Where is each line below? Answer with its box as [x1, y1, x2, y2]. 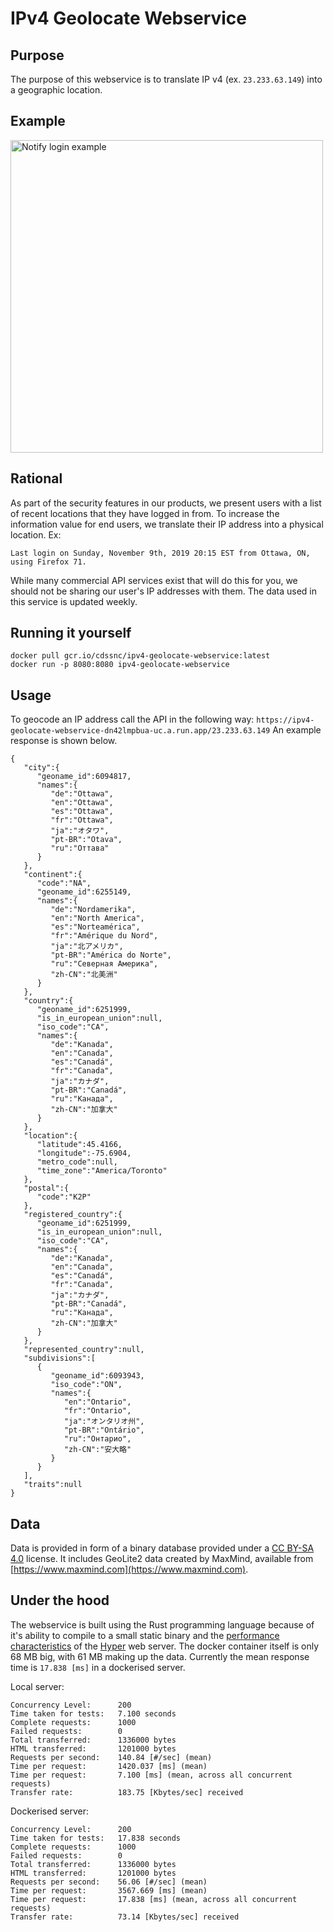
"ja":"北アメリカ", [50, 942, 124, 952]
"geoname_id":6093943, [50, 1371, 145, 1381]
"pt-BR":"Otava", [50, 835, 123, 845]
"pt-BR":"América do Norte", [50, 950, 172, 961]
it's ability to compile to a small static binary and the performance [10, 1629, 280, 1641]
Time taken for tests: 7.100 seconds [10, 1708, 177, 1719]
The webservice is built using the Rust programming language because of [10, 1618, 315, 1631]
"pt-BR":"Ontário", [63, 1425, 145, 1436]
